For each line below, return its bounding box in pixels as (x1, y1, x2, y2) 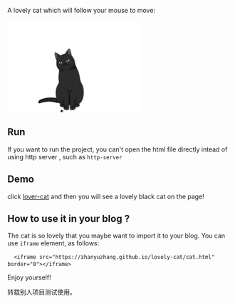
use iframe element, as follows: (7, 239, 100, 248)
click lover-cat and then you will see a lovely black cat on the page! (7, 192, 204, 201)
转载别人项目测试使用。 (7, 288, 76, 297)
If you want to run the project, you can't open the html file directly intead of (7, 145, 228, 154)
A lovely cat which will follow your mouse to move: (7, 6, 155, 14)
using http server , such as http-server (7, 152, 122, 161)
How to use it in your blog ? (7, 213, 130, 225)
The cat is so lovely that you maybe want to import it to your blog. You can (7, 231, 226, 240)
